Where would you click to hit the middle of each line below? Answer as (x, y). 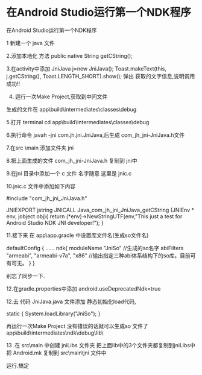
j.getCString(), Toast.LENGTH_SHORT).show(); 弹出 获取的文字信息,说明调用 (101, 76)
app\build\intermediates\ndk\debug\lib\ (55, 333)
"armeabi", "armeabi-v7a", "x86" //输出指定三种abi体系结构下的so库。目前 (99, 255)
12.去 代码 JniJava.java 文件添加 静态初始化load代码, (71, 301)
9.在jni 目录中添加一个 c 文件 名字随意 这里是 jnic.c (69, 173)
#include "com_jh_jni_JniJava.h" (47, 198)
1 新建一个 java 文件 (31, 43)
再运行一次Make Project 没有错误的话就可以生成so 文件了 (77, 326)
